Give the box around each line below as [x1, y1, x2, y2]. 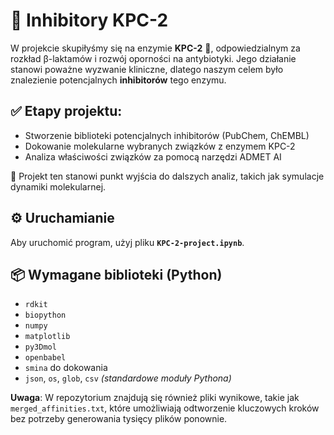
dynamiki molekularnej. [10, 180, 107, 193]
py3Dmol [24, 342, 57, 353]
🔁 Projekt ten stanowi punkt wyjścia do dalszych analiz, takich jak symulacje [10, 170, 325, 182]
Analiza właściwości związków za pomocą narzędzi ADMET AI [24, 150, 282, 163]
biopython [24, 310, 67, 321]
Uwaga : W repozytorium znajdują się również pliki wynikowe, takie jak [10, 392, 300, 404]
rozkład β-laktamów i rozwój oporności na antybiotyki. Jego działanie [10, 52, 297, 64]
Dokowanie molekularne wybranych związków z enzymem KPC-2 [24, 140, 296, 152]
